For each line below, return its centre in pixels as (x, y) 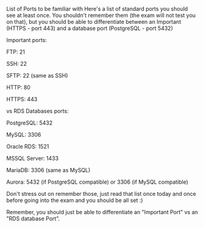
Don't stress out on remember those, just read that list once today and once (101, 194)
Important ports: (27, 40)
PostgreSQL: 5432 (30, 123)
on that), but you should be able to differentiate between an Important (94, 22)
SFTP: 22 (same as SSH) (37, 75)
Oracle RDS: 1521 (28, 146)
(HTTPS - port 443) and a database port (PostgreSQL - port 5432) (90, 28)
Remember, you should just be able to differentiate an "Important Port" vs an (102, 212)
